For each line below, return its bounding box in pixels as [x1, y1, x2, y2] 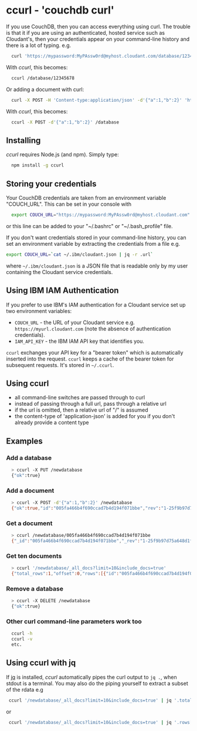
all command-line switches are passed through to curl [14, 394, 145, 401]
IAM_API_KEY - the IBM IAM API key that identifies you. [14, 338, 145, 345]
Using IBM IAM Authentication [6, 286, 119, 296]
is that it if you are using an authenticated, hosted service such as [6, 29, 165, 36]
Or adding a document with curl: [6, 86, 84, 93]
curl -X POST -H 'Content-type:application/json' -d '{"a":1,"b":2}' [11, 97, 182, 103]
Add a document [6, 486, 55, 495]
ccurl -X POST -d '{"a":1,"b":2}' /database [11, 119, 119, 125]
